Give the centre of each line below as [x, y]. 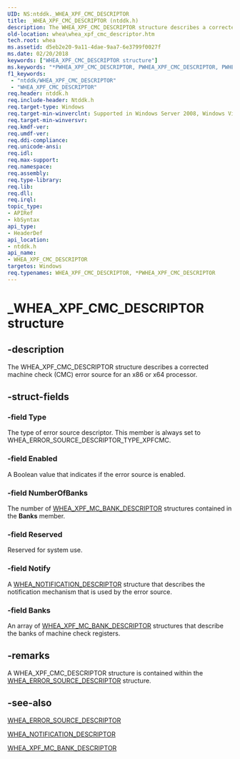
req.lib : [20, 186]
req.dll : [20, 193]
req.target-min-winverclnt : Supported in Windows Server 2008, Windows [116, 114]
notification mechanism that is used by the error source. [90, 592]
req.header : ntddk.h [38, 94]
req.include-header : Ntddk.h [51, 101]
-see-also [30, 703]
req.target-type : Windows [46, 107]
